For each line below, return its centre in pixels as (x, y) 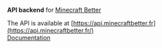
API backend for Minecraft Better (54, 10)
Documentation (29, 38)
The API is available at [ (40, 23)
